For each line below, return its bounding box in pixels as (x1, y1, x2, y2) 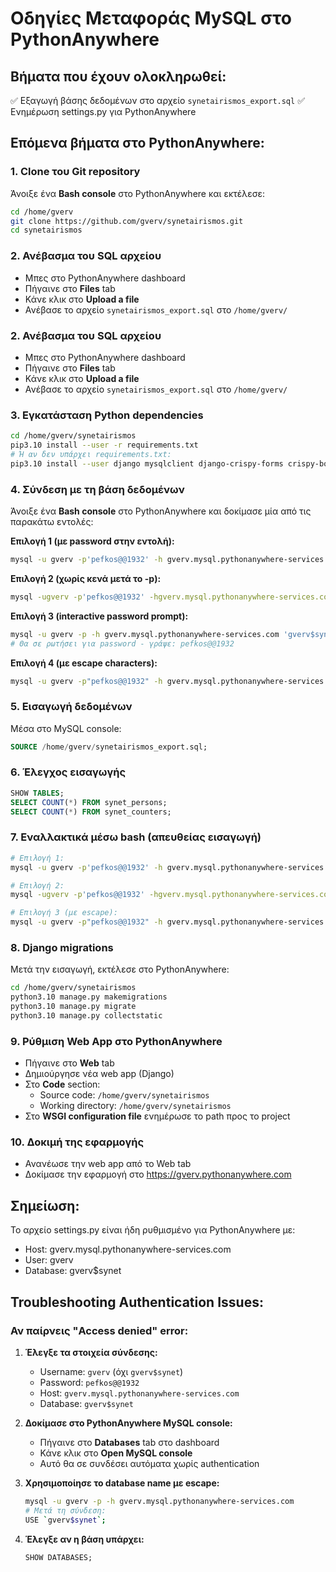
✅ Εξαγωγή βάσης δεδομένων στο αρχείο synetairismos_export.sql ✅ (10, 95, 305, 106)
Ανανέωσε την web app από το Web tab (24, 1158, 192, 1170)
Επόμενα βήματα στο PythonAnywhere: (10, 135, 265, 152)
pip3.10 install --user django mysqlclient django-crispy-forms (10, 458, 284, 469)
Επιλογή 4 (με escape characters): (10, 657, 158, 669)
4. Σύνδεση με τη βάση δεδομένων (10, 482, 185, 496)
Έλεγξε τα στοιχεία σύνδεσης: (24, 1346, 158, 1358)
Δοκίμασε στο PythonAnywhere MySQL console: (24, 1417, 233, 1429)
